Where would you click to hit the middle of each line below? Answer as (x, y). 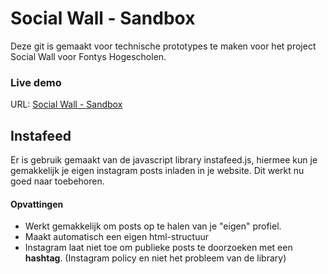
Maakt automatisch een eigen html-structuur (116, 237)
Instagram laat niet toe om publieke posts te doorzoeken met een (158, 248)
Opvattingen (37, 204)
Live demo (36, 82)
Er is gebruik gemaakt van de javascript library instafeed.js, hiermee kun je (164, 160)
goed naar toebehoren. (57, 181)
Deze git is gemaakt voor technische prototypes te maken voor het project (163, 46)
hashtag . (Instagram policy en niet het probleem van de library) (155, 258)
